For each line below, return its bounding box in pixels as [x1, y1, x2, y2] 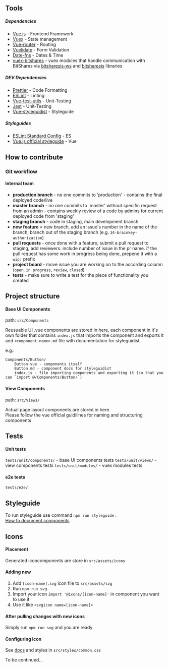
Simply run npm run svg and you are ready [5, 625, 93, 631]
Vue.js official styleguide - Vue [12, 138, 77, 144]
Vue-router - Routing [12, 41, 57, 47]
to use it [12, 596, 30, 602]
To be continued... [5, 657, 43, 663]
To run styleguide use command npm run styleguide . [5, 512, 117, 518]
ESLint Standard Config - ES [12, 133, 72, 139]
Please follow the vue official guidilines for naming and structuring [5, 412, 143, 418]
